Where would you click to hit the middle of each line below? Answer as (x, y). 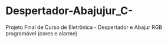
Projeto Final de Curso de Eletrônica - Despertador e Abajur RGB (84, 27)
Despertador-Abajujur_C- (69, 11)
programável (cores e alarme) (42, 33)
